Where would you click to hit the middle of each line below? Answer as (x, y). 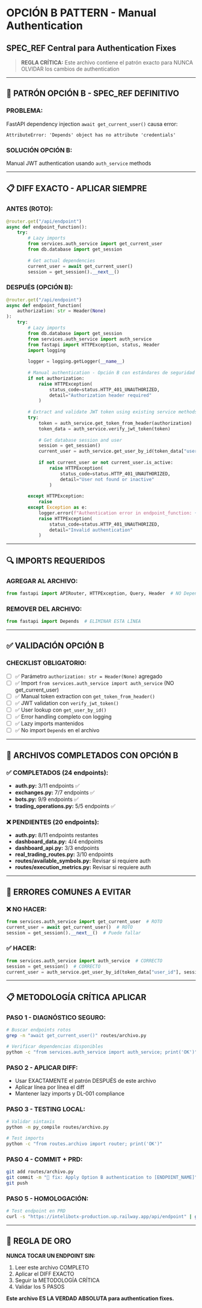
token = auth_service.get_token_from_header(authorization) (115, 423)
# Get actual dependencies (62, 260)
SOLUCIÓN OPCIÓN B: (39, 150)
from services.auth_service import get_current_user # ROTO (84, 921)
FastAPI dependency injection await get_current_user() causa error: (92, 124)
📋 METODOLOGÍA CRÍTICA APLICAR (76, 997)
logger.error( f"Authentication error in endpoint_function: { (118, 513)
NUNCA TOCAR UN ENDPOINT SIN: (51, 1255)
